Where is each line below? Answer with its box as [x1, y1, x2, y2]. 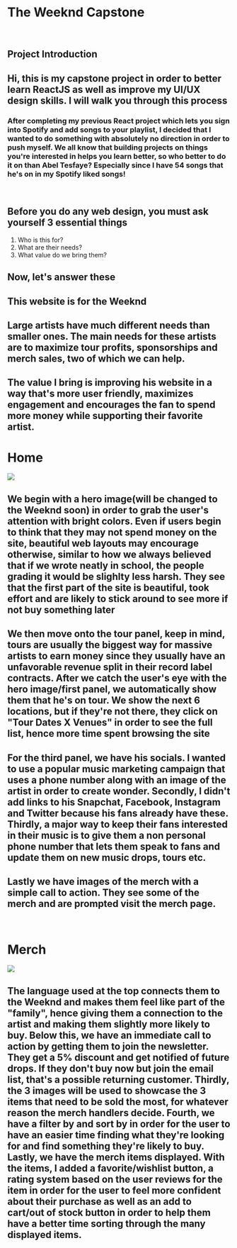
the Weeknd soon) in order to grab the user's [7, 504, 209, 516]
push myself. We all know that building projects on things [7, 143, 209, 152]
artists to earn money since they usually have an [7, 650, 226, 662]
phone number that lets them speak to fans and [7, 840, 221, 852]
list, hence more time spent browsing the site [7, 728, 210, 740]
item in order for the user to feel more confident [7, 1184, 221, 1196]
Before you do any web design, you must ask [7, 206, 209, 218]
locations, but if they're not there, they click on [7, 706, 218, 718]
